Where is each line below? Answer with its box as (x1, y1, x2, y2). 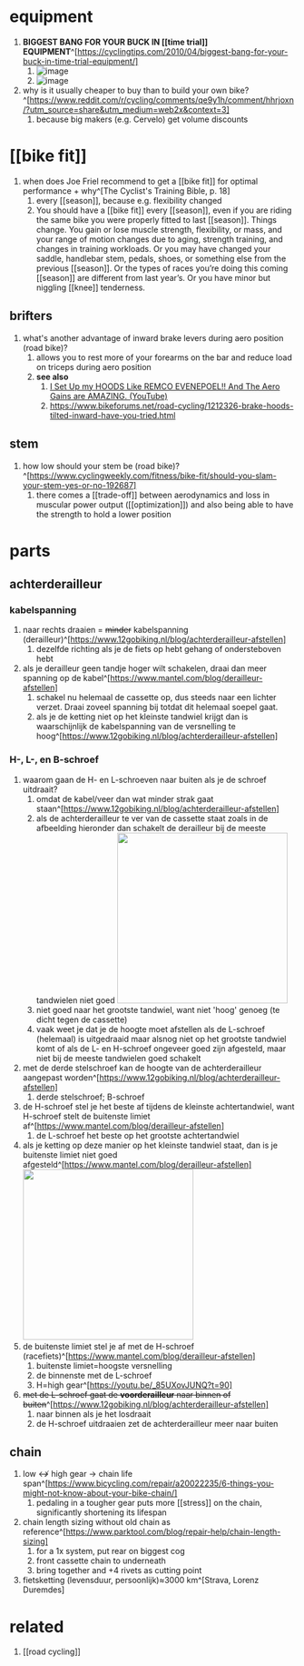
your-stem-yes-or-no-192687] (22, 479, 137, 490)
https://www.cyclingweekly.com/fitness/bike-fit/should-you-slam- (29, 470, 277, 481)
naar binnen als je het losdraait (35, 1408, 152, 1420)
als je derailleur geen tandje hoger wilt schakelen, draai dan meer (22, 663, 268, 674)
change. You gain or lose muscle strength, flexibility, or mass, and (35, 224, 283, 235)
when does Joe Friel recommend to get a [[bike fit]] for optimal (22, 176, 259, 186)
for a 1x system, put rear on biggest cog (35, 1546, 186, 1557)
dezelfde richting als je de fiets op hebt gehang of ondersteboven (35, 644, 281, 655)
